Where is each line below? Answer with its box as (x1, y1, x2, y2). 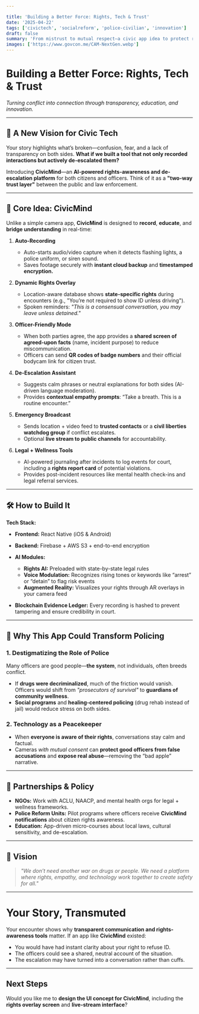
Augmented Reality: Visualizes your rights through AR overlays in (23, 584, 185, 591)
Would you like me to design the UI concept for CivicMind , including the (6, 994, 184, 1002)
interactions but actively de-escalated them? (6, 157, 120, 164)
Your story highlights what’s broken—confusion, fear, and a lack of (6, 144, 169, 151)
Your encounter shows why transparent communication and (6, 926, 156, 933)
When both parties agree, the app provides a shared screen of (23, 332, 177, 339)
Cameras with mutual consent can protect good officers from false (14, 746, 181, 754)
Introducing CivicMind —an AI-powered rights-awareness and (6, 168, 161, 175)
